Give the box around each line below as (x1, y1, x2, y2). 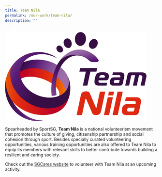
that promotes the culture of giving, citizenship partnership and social (5, 131, 144, 137)
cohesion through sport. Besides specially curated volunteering (5, 136, 132, 143)
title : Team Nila (5, 8, 40, 13)
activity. (5, 166, 21, 172)
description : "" (5, 18, 38, 23)
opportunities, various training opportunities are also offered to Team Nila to (5, 142, 156, 147)
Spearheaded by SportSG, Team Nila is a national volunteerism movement (5, 126, 153, 132)
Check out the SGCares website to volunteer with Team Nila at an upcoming (5, 161, 156, 167)
